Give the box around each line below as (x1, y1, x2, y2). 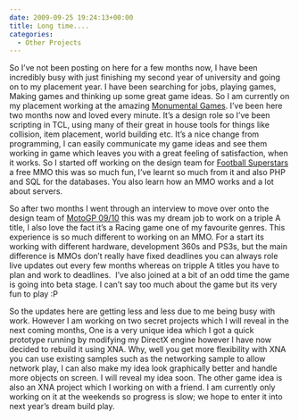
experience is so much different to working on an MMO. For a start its (9, 231, 265, 242)
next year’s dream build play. (9, 401, 115, 412)
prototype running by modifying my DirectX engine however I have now (9, 334, 272, 345)
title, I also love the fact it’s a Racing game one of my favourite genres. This (9, 223, 286, 233)
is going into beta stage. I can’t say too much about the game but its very (9, 279, 278, 290)
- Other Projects (17, 38, 82, 47)
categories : (9, 29, 54, 38)
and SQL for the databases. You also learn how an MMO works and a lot (9, 176, 274, 188)
